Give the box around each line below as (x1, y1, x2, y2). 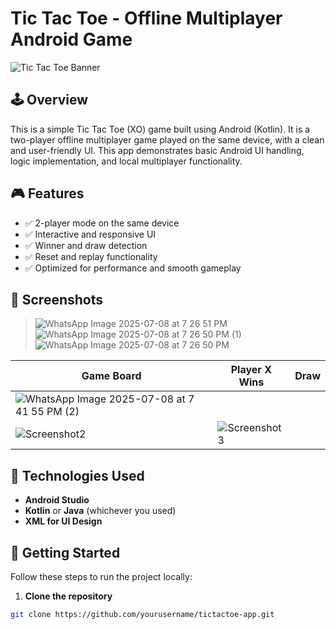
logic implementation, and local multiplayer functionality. (10, 155, 243, 167)
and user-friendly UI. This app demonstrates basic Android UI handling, (10, 144, 305, 156)
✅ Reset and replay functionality (24, 250, 158, 262)
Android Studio (24, 494, 90, 506)
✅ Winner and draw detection (24, 239, 148, 251)
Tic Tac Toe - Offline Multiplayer (10, 7, 283, 30)
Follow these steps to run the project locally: (10, 571, 193, 582)
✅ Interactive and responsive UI (24, 228, 157, 240)
